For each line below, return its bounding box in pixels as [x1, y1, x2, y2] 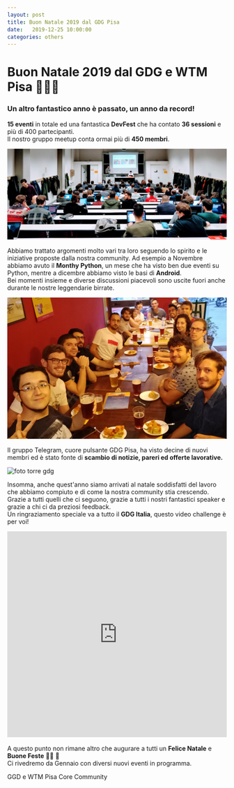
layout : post [7, 11, 45, 18]
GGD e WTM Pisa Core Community [7, 772, 108, 781]
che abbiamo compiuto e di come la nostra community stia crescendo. [7, 487, 210, 496]
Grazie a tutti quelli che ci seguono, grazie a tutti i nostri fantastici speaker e [7, 495, 226, 503]
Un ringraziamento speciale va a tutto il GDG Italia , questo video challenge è [7, 510, 226, 518]
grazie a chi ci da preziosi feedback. [7, 503, 111, 511]
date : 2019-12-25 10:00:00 [7, 26, 92, 33]
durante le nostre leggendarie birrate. [7, 283, 115, 292]
